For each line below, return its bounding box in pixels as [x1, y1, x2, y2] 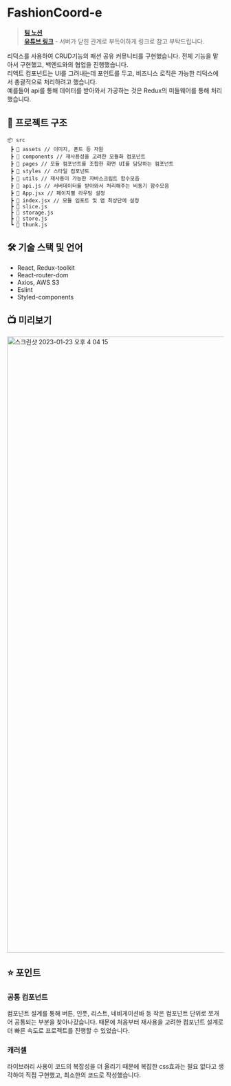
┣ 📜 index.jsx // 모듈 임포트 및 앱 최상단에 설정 [10, 197, 140, 204]
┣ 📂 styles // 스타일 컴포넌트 [10, 168, 90, 175]
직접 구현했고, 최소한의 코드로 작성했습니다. [25, 1071, 142, 1079]
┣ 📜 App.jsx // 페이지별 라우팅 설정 [10, 190, 105, 197]
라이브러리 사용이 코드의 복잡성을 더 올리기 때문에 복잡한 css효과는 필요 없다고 [7, 1063, 217, 1071]
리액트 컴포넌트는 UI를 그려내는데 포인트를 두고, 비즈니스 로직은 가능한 [7, 69, 195, 77]
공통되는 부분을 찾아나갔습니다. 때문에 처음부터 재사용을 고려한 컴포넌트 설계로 [14, 1018, 224, 1026]
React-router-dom [16, 270, 69, 279]
